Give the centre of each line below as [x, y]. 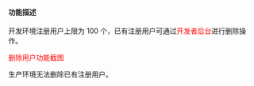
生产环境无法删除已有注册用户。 [60, 74]
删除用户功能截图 [36, 58]
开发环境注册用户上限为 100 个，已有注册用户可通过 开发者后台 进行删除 [124, 31]
